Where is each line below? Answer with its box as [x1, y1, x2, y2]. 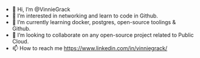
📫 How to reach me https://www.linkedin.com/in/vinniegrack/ [12, 45, 168, 51]
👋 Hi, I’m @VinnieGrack [12, 6, 71, 13]
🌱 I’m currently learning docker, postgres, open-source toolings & [12, 19, 176, 25]
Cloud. [12, 38, 29, 45]
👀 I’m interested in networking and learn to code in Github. [12, 12, 158, 19]
